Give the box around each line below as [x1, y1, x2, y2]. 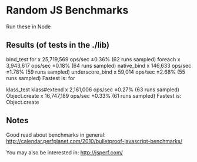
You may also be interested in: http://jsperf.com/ [6, 148, 123, 156]
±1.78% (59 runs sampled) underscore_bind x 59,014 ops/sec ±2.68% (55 [6, 68, 185, 75]
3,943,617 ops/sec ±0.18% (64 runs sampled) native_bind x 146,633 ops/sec [6, 62, 192, 69]
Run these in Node [6, 23, 51, 30]
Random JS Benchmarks [6, 4, 129, 17]
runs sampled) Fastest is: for [6, 74, 75, 81]
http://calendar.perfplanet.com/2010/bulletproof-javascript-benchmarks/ [6, 137, 182, 144]
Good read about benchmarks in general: [6, 131, 106, 138]
